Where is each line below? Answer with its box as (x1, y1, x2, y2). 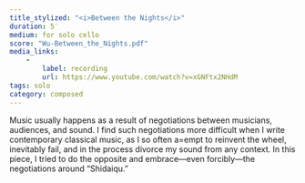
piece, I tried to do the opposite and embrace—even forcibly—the (9, 153, 256, 164)
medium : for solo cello (9, 30, 100, 39)
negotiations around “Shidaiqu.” (9, 163, 129, 174)
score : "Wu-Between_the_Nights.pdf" (9, 38, 148, 48)
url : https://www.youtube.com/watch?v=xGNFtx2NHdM (42, 73, 239, 82)
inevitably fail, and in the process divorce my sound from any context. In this (9, 143, 296, 155)
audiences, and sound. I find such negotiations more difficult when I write (9, 124, 285, 135)
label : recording (42, 65, 107, 74)
